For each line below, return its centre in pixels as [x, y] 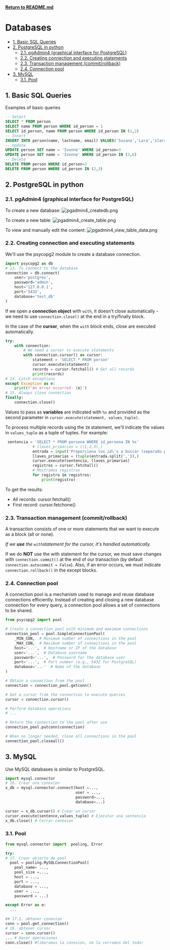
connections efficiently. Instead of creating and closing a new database [80, 600]
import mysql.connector [30, 778]
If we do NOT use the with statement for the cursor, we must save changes [83, 554]
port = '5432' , [28, 292]
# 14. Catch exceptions [30, 378]
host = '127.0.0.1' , [34, 287]
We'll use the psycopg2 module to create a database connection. [73, 254]
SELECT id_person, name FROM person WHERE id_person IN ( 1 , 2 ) [72, 131]
